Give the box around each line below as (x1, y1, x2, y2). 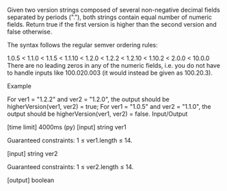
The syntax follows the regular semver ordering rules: (7, 41, 159, 49)
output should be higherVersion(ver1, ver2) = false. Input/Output (7, 110, 188, 118)
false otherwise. (7, 27, 53, 36)
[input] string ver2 (7, 150, 58, 157)
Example (7, 82, 32, 90)
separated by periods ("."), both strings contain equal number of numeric (7, 13, 212, 21)
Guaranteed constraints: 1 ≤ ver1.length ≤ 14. (7, 136, 133, 144)
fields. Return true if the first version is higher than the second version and (7, 21, 217, 28)
